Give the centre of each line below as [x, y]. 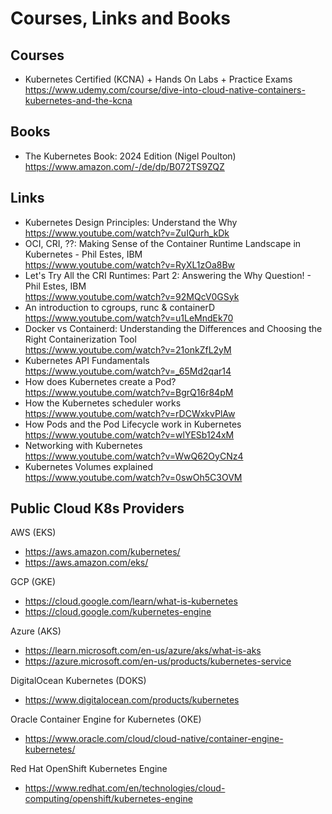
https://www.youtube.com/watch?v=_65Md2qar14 [128, 371]
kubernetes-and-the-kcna [78, 100]
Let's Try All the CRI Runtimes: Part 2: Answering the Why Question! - [168, 275]
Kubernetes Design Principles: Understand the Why [131, 222]
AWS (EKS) [33, 533]
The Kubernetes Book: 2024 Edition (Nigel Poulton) [130, 156]
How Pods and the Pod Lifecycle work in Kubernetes [133, 424]
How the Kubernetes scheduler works [103, 403]
